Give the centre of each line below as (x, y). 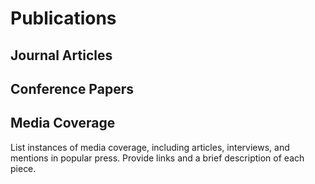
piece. (23, 168)
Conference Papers (72, 88)
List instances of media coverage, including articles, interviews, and (150, 147)
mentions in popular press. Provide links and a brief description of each (157, 158)
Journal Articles (61, 55)
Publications (63, 18)
